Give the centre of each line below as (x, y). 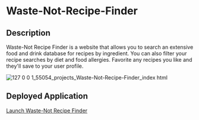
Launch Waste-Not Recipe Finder (47, 110)
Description (28, 33)
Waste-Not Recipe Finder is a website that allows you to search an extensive (100, 47)
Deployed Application (47, 96)
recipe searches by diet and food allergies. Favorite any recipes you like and (99, 60)
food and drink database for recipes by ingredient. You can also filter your (97, 53)
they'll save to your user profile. (45, 66)
